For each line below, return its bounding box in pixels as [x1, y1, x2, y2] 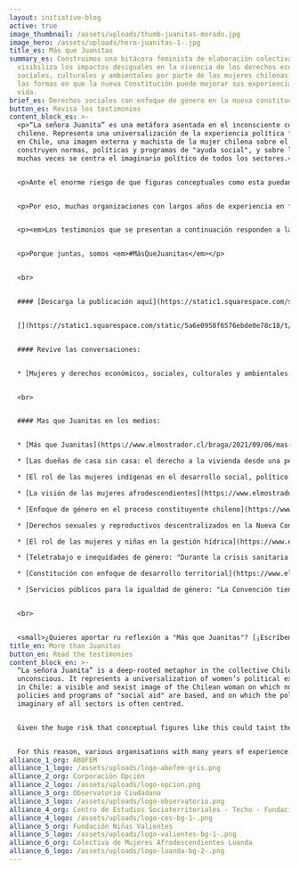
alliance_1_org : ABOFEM [9, 755, 98, 765]
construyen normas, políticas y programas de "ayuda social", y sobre [17, 145, 285, 154]
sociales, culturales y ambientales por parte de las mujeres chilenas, [17, 71, 293, 80]
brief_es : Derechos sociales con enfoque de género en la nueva [9, 95, 253, 105]
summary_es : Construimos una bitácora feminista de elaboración [9, 54, 253, 63]
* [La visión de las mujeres [17, 488, 125, 497]
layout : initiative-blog [9, 12, 101, 22]
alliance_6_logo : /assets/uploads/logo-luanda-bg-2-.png [9, 847, 225, 856]
